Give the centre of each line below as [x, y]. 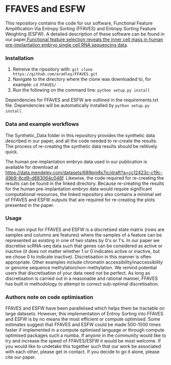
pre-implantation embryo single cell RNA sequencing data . [67, 45]
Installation [20, 58]
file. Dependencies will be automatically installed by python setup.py [77, 105]
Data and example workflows [42, 124]
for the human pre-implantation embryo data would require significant [79, 189]
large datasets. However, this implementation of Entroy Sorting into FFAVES [84, 314]
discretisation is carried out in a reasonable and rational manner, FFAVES [82, 278]
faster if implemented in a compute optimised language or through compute [85, 330]
